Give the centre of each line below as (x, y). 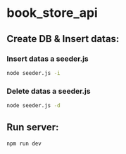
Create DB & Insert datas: (63, 39)
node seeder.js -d (33, 106)
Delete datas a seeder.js (49, 91)
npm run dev (24, 143)
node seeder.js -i (33, 73)
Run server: (33, 127)
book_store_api (52, 13)
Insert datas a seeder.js (48, 59)
